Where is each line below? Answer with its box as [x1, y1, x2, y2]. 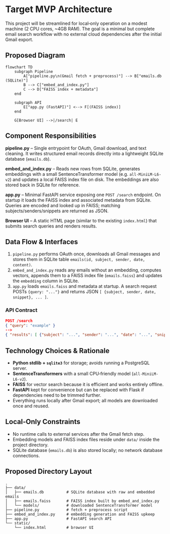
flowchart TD [5, 64, 33, 69]
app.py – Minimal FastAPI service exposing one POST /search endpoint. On [5, 192, 161, 198]
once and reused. [12, 403, 50, 409]
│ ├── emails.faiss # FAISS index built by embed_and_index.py [5, 498, 159, 504]
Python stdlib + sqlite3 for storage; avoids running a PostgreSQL [12, 360, 150, 366]
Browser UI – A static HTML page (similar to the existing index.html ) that [5, 217, 157, 223]
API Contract [5, 307, 38, 314]
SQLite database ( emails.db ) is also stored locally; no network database [12, 447, 163, 453]
